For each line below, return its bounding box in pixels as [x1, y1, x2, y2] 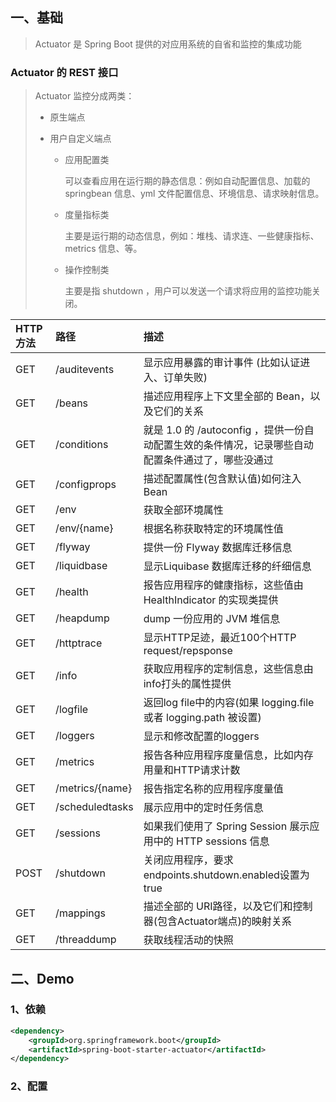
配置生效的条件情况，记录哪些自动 [153, 438, 314, 452]
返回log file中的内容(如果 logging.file [143, 696, 315, 710]
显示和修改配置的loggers [143, 729, 260, 743]
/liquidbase [55, 559, 108, 573]
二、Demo [10, 970, 75, 987]
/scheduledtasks [55, 800, 134, 814]
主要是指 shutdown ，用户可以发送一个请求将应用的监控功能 [64, 285, 313, 297]
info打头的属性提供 [143, 677, 232, 691]
